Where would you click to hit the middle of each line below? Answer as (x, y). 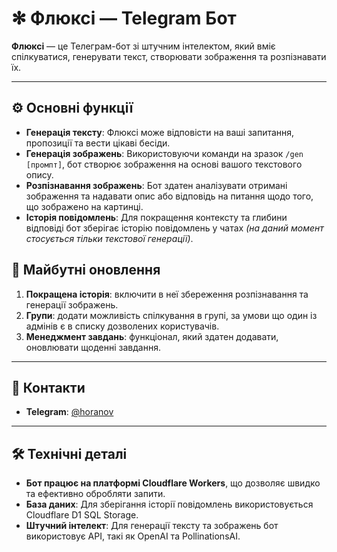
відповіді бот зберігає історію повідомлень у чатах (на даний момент (174, 228)
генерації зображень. (72, 304)
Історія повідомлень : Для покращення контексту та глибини (156, 217)
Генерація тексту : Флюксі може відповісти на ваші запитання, (160, 132)
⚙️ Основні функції (72, 108)
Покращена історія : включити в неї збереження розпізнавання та (167, 294)
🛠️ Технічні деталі (69, 453)
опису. (39, 174)
